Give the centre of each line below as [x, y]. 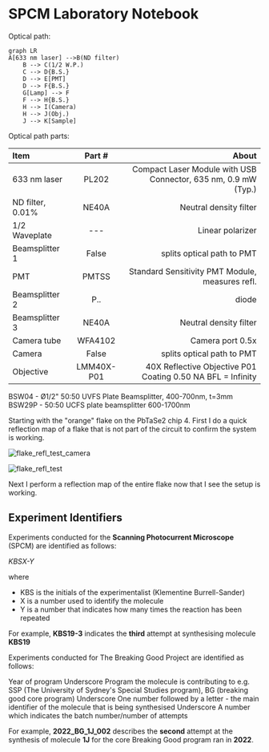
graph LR [23, 51]
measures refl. [230, 281]
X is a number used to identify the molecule [92, 600]
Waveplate [32, 235]
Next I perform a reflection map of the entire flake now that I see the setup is [134, 484]
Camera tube [37, 340]
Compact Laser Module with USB [194, 169]
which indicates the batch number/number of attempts [98, 715]
